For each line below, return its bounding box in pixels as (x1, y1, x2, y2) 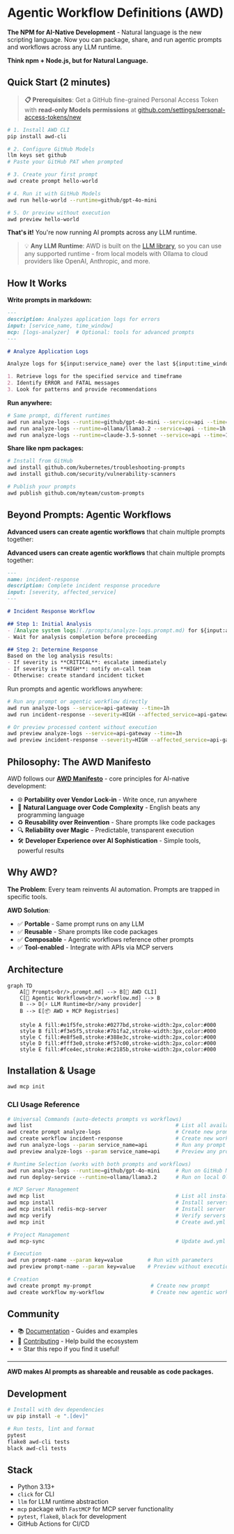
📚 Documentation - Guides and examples (17, 1327, 138, 1335)
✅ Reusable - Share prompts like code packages (17, 927, 158, 935)
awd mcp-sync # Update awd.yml (7, 1238, 226, 1245)
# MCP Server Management (7, 1186, 79, 1194)
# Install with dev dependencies (7, 1406, 104, 1413)
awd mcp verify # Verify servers (7, 1212, 226, 1219)
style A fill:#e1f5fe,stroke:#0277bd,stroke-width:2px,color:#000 (19, 1021, 217, 1028)
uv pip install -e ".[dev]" (7, 1413, 89, 1420)
